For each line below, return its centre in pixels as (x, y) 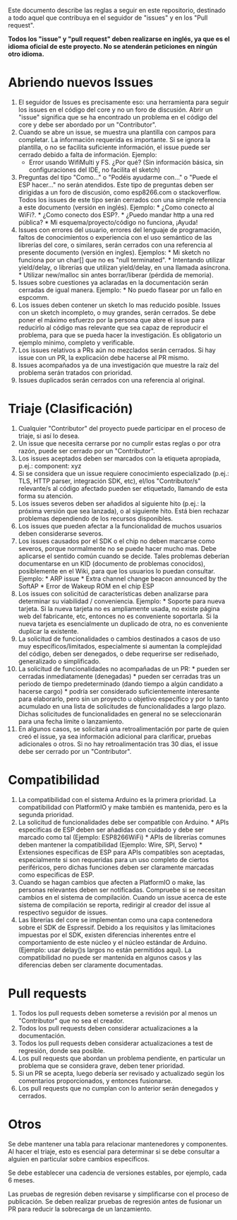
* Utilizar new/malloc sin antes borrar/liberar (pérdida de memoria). (116, 274)
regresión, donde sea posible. (61, 1050)
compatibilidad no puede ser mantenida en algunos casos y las (110, 957)
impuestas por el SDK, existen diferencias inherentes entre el (107, 935)
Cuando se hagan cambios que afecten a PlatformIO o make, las (111, 882)
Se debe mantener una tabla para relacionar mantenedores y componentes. (118, 1144)
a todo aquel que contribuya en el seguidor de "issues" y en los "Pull (108, 18)
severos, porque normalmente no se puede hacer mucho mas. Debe (117, 548)
